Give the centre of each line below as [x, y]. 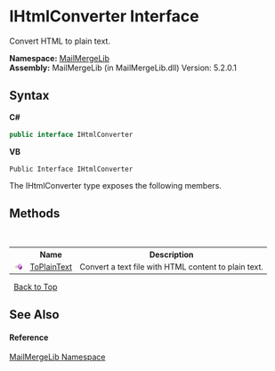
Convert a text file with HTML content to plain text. [172, 267]
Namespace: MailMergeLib [59, 58]
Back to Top [35, 286]
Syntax [29, 96]
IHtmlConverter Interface [104, 16]
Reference [29, 337]
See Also [34, 315]
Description [171, 254]
